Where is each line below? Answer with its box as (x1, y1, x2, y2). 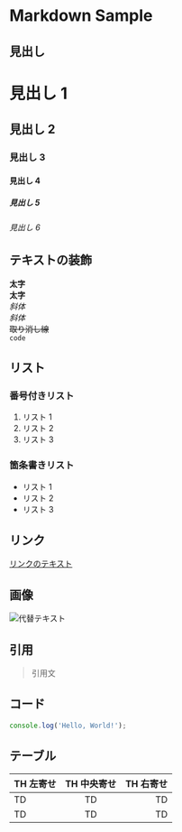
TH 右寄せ (124, 777, 168, 790)
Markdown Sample (9, 5, 153, 26)
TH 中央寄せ (64, 777, 117, 790)
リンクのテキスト (9, 559, 73, 569)
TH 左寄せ (14, 777, 57, 790)
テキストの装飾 (9, 253, 93, 268)
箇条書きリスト (9, 459, 75, 472)
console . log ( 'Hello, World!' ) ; (9, 721, 127, 730)
